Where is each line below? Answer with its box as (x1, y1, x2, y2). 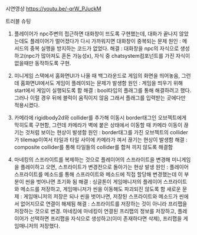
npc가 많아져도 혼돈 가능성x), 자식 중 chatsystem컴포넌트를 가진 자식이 (25, 52, 191, 59)
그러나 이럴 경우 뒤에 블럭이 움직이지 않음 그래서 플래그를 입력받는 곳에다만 (14, 94, 186, 101)
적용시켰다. (14, 102, 40, 108)
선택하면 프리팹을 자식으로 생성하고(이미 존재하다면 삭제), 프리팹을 (29, 215, 182, 222)
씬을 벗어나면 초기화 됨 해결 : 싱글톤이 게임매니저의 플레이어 (25, 178, 162, 185)
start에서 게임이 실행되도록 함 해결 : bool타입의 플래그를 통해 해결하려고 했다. (14, 87, 192, 94)
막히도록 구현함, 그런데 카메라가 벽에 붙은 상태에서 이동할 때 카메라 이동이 (14, 121, 183, 128)
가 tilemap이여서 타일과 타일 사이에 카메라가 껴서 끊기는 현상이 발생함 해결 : (14, 136, 188, 143)
